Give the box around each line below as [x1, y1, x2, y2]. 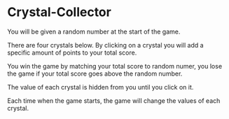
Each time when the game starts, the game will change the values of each [7, 96, 221, 105]
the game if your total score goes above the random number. [7, 69, 183, 78]
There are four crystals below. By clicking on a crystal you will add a [7, 41, 204, 49]
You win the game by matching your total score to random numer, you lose [7, 62, 223, 70]
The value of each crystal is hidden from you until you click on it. [7, 83, 194, 91]
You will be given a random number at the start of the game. [7, 27, 181, 36]
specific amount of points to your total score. [7, 48, 137, 57]
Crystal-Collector [7, 4, 112, 20]
